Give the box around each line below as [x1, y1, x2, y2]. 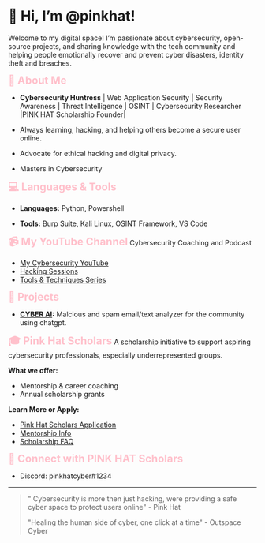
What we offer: [8, 365, 58, 375]
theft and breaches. [8, 58, 73, 68]
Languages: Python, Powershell [19, 203, 125, 212]
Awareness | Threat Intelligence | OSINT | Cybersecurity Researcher [19, 101, 242, 110]
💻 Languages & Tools [8, 180, 117, 193]
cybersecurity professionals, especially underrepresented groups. [8, 350, 223, 360]
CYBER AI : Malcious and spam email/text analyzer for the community [19, 309, 245, 319]
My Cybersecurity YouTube [19, 258, 109, 268]
